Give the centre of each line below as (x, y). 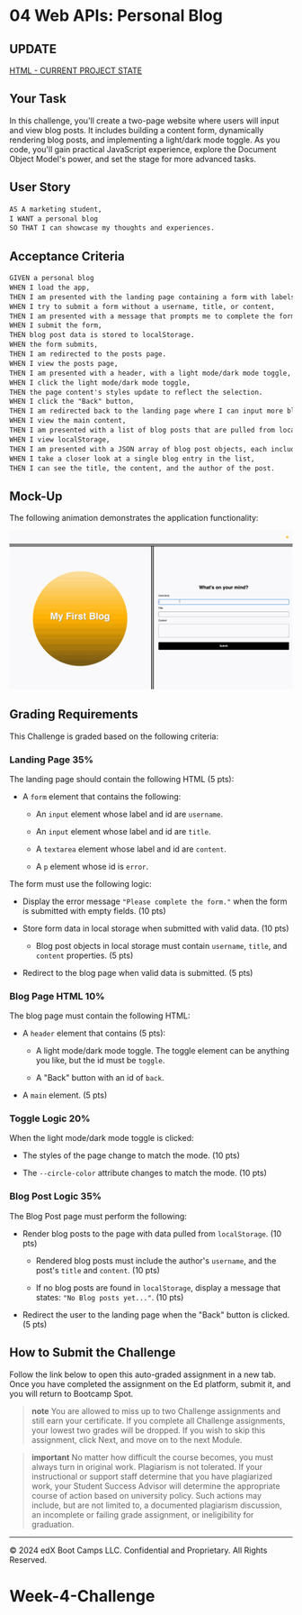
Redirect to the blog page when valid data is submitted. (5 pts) (138, 972)
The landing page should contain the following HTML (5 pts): (122, 779)
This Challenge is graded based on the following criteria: (114, 736)
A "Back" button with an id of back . (100, 1078)
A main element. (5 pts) (65, 1095)
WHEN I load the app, (50, 287)
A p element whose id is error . (92, 866)
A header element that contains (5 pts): (94, 1034)
